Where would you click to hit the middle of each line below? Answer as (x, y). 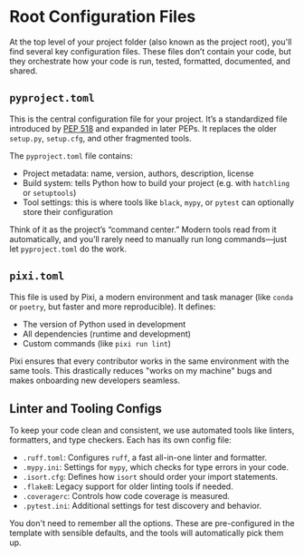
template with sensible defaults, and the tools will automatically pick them (147, 533)
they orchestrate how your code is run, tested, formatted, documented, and (150, 61)
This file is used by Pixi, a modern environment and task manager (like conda (152, 297)
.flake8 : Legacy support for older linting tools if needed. (128, 486)
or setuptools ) (49, 192)
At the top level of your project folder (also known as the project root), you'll (151, 42)
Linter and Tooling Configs (86, 409)
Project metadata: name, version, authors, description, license (138, 173)
